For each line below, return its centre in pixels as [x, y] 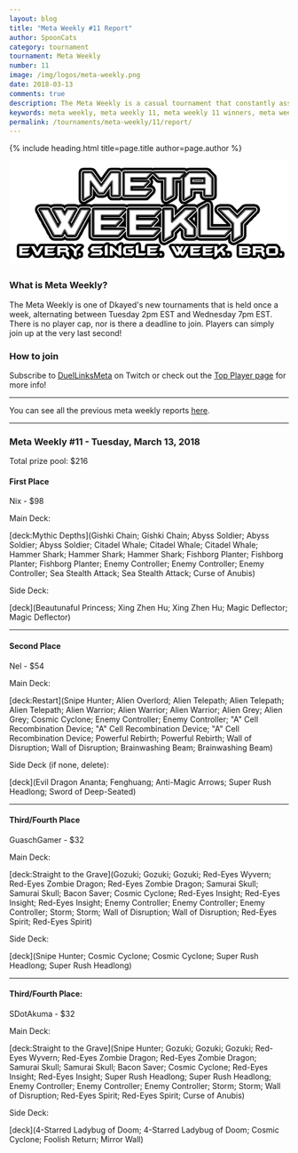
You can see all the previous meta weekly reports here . [110, 410]
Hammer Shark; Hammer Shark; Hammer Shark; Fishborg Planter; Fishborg [146, 555]
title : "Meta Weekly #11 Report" [71, 28]
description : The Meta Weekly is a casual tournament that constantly [142, 103]
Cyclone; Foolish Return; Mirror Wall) [76, 1139]
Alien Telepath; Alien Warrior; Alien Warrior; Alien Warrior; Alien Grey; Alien [146, 709]
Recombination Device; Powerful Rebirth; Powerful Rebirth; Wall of [131, 738]
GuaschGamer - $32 [47, 839]
